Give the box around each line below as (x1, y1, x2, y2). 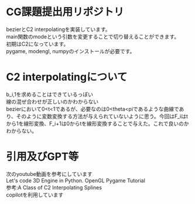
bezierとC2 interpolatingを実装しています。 (6, 26, 111, 33)
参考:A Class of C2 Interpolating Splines (6, 184, 102, 191)
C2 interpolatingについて (6, 71, 128, 84)
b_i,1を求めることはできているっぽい (6, 91, 94, 98)
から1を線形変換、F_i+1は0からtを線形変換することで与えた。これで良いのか (6, 120, 189, 127)
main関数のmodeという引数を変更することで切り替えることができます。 (6, 33, 180, 40)
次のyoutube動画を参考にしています (6, 170, 93, 177)
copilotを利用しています (6, 191, 64, 198)
